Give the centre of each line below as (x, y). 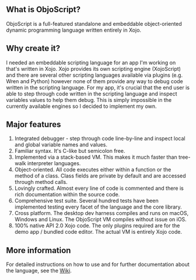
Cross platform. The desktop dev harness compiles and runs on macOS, (102, 213)
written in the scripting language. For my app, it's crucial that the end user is (98, 87)
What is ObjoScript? (43, 10)
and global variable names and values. (61, 145)
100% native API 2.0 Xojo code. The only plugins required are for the (97, 226)
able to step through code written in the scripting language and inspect (92, 94)
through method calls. (41, 182)
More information (39, 250)
